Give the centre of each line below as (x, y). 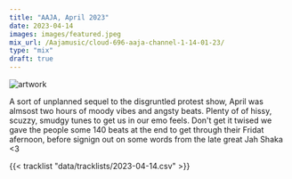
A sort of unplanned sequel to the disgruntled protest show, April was (137, 102)
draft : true (31, 59)
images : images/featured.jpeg (65, 34)
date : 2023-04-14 (41, 26)
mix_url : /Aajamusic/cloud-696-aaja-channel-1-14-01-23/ (117, 42)
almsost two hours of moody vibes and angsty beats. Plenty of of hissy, (141, 111)
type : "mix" (31, 51)
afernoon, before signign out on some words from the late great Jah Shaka (146, 139)
